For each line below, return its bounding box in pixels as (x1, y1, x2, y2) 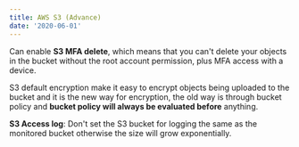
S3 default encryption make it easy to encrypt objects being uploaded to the (9, 82, 290, 93)
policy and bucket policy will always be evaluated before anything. (9, 101, 259, 111)
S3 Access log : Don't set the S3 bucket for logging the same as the (9, 118, 257, 129)
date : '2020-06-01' (9, 21, 82, 30)
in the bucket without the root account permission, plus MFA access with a (9, 55, 284, 66)
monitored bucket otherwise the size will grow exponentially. (9, 127, 232, 138)
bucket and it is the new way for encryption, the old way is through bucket (9, 91, 283, 102)
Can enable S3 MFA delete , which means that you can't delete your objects (9, 45, 287, 56)
